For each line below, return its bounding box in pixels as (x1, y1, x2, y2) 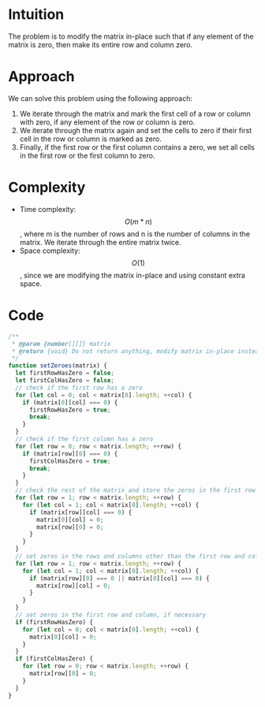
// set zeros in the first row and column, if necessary (15, 611, 207, 619)
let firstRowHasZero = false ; (15, 369, 114, 378)
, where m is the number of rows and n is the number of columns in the (19, 229, 251, 238)
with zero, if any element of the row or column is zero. (19, 117, 196, 127)
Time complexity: (19, 204, 77, 214)
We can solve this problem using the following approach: (8, 93, 193, 103)
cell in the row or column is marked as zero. (19, 134, 162, 143)
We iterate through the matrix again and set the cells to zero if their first (19, 125, 252, 135)
